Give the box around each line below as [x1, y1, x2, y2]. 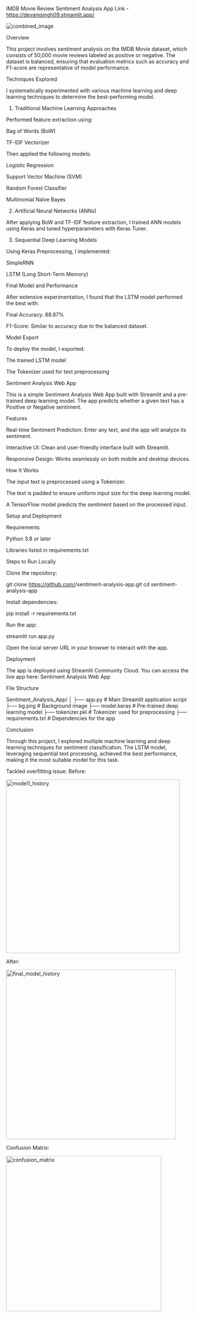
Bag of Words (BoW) [6, 128, 56, 134]
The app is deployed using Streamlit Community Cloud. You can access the [6, 667, 189, 674]
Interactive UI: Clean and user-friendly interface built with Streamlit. [6, 444, 170, 451]
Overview [6, 34, 29, 41]
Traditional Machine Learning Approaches [14, 105, 116, 111]
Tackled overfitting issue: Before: [6, 768, 86, 775]
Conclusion [6, 726, 34, 733]
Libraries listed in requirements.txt [6, 547, 89, 553]
